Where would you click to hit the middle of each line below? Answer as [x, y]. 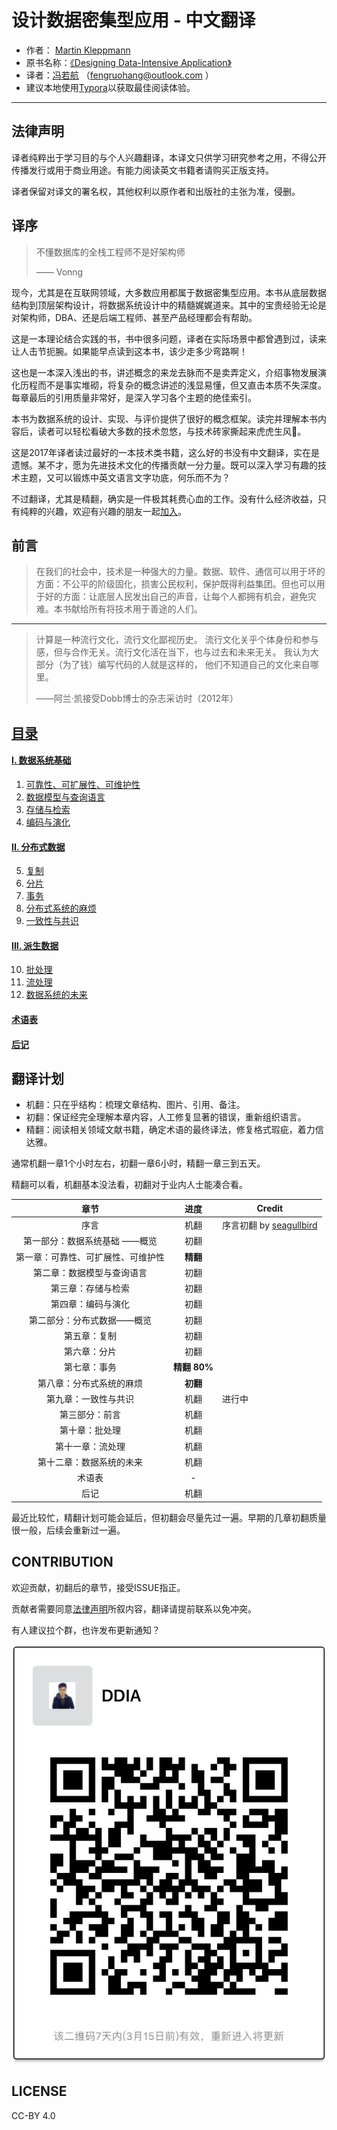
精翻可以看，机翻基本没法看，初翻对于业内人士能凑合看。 [129, 1185]
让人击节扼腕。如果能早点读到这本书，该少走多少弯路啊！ [129, 351]
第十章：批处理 [90, 1430]
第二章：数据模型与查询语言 [90, 1272]
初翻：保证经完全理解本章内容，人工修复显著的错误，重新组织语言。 [166, 1117]
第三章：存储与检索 [90, 1288]
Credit [270, 1208]
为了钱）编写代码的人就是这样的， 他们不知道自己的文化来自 [186, 665]
